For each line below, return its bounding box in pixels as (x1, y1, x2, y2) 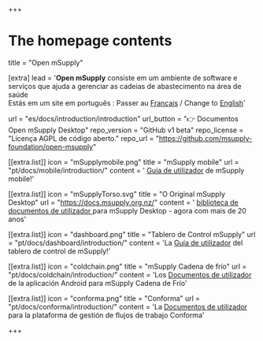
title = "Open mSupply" (8, 57, 83, 67)
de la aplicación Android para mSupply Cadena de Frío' (8, 278, 187, 287)
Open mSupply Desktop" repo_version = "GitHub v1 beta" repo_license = (8, 125, 244, 135)
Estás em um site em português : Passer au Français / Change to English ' (8, 98, 246, 107)
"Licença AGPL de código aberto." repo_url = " (8, 133, 160, 143)
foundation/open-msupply (8, 142, 94, 151)
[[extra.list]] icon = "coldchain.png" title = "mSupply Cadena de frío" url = (8, 261, 247, 271)
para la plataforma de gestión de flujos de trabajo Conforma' (8, 310, 205, 320)
